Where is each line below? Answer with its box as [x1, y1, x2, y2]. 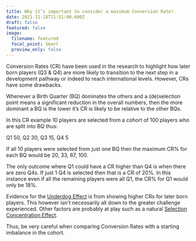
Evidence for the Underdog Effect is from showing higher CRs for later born [6, 192, 188, 199]
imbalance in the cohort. [6, 229, 65, 236]
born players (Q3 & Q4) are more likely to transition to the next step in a [6, 68, 178, 76]
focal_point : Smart [11, 42, 59, 47]
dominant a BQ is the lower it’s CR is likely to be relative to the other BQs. [6, 105, 182, 112]
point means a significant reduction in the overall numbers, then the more [6, 99, 183, 106]
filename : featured [11, 36, 59, 42]
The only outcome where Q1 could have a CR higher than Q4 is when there [6, 163, 186, 170]
